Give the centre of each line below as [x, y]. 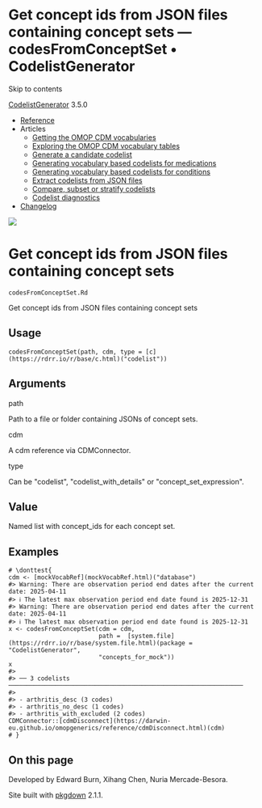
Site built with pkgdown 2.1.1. [56, 795]
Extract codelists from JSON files [87, 180]
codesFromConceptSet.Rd [48, 293]
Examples [33, 552]
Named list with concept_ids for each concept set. [92, 527]
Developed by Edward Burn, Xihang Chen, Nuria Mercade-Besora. [118, 779]
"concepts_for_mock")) [136, 658]
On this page [41, 760]
